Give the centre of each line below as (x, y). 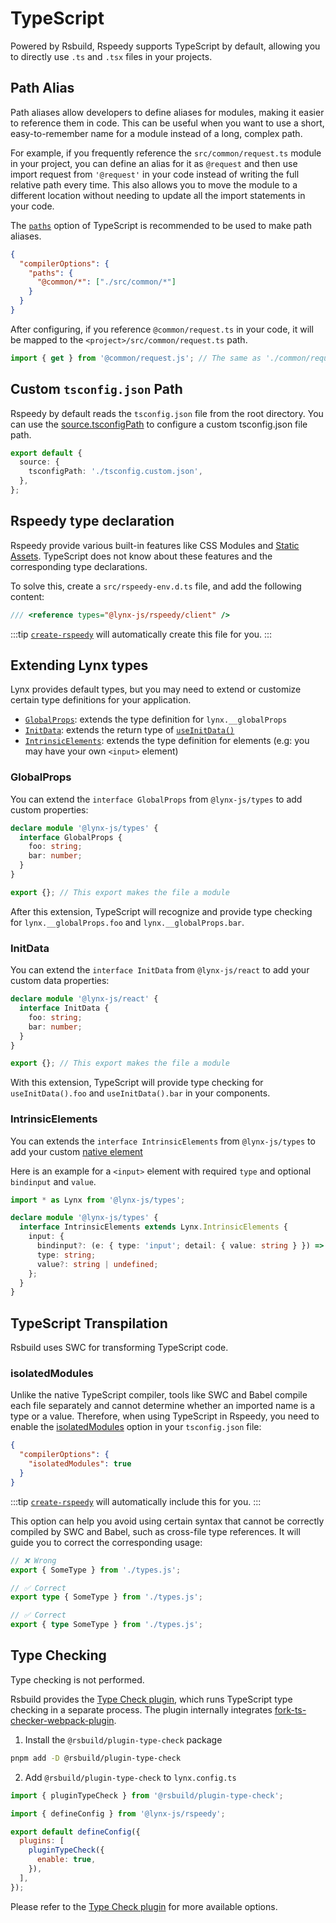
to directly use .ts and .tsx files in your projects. (111, 56)
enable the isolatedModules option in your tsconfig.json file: (136, 1427)
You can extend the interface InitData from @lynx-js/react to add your (160, 970)
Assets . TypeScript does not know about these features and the (141, 556)
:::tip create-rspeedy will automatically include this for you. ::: (136, 1501)
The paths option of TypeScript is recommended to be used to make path (161, 225)
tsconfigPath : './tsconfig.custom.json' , (115, 472)
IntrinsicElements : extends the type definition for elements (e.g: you (167, 741)
